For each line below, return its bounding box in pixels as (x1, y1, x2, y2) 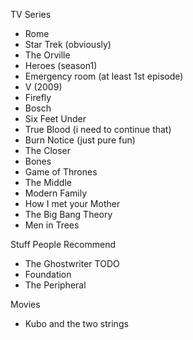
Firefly (24, 92, 52, 103)
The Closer (24, 145, 72, 156)
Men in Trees (24, 219, 80, 231)
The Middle (24, 177, 72, 188)
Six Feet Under (24, 113, 87, 124)
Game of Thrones (24, 166, 98, 178)
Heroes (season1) (24, 60, 98, 71)
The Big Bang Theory (24, 209, 113, 220)
